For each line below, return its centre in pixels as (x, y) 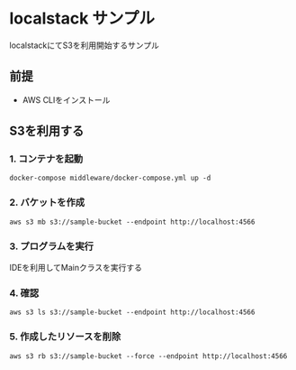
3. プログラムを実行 (52, 246)
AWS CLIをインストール (66, 99)
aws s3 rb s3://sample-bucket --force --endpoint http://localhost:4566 (148, 356)
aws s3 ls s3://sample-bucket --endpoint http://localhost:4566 (132, 312)
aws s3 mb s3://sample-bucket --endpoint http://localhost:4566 (132, 222)
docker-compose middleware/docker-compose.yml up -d (110, 178)
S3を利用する (47, 131)
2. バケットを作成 (47, 202)
